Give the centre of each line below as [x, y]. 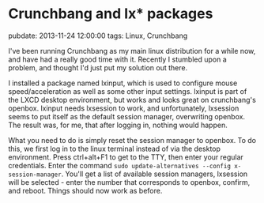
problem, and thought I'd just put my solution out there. [98, 67]
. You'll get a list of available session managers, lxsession [155, 174]
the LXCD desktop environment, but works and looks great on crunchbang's [132, 100]
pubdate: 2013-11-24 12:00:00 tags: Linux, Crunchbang [98, 36]
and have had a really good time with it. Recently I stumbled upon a [117, 59]
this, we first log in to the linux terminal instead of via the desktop [115, 148]
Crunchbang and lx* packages [111, 14]
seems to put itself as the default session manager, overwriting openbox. [127, 116]
